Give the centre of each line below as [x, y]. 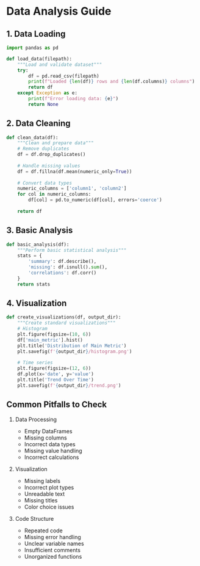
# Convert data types [45, 183]
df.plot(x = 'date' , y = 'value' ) [56, 374]
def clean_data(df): [33, 138]
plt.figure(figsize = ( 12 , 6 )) [54, 369]
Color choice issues [49, 507]
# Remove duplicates [43, 149]
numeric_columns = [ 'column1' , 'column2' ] [72, 189]
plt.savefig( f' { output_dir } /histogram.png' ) [75, 351]
